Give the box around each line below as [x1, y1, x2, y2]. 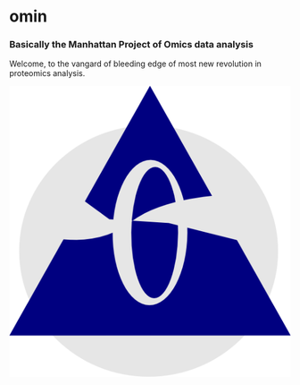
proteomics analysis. [9, 68, 86, 79]
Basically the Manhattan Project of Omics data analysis [9, 38, 254, 51]
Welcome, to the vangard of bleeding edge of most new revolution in [9, 58, 262, 69]
